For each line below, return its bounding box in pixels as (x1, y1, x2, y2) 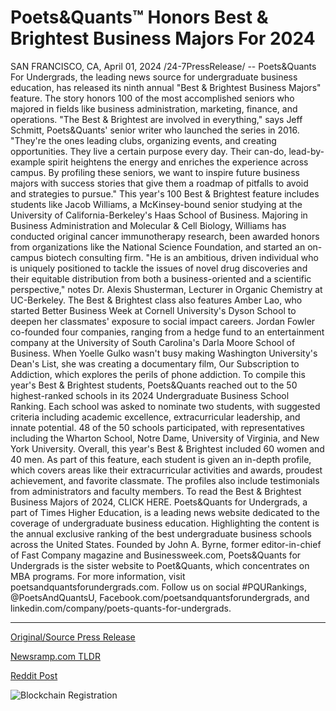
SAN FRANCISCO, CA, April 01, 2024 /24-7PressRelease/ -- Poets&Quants (10, 60, 317, 72)
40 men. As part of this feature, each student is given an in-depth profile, (10, 453, 312, 465)
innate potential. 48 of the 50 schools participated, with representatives (10, 421, 305, 433)
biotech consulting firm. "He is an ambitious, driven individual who (45, 251, 319, 263)
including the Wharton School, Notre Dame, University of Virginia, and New (10, 432, 320, 444)
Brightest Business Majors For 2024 (10, 27, 316, 50)
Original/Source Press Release (10, 631, 136, 643)
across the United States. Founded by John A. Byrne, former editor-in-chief (10, 538, 322, 550)
